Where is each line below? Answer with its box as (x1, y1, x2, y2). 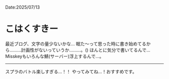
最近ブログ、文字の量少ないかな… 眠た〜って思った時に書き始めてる (5, 40, 147, 46)
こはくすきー (5, 23, 59, 34)
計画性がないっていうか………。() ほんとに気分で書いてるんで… (21, 47, 151, 53)
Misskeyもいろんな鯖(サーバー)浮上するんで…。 (5, 53, 104, 59)
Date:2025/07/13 (5, 4, 40, 10)
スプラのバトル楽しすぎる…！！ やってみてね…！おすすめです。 (5, 68, 137, 74)
